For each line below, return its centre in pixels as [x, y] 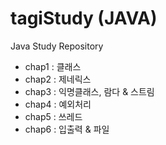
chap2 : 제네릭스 [58, 79]
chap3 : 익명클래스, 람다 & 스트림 [89, 91]
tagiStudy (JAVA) [84, 18]
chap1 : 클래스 [53, 66]
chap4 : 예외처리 [58, 104]
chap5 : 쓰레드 [53, 116]
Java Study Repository [57, 46]
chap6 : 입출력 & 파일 [67, 129]
